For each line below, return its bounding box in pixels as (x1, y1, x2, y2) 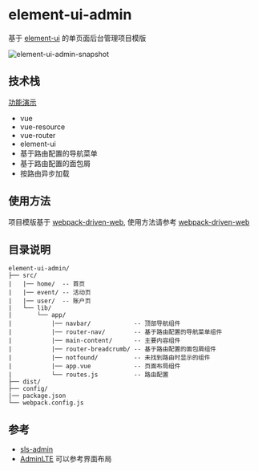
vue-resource (19, 122, 66, 132)
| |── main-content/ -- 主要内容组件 (8, 337, 181, 345)
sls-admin (19, 445, 54, 454)
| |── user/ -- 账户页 (8, 297, 91, 306)
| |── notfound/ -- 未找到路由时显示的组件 (8, 354, 211, 362)
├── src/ (8, 271, 38, 280)
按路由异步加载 (19, 169, 70, 178)
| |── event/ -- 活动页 (8, 289, 91, 297)
